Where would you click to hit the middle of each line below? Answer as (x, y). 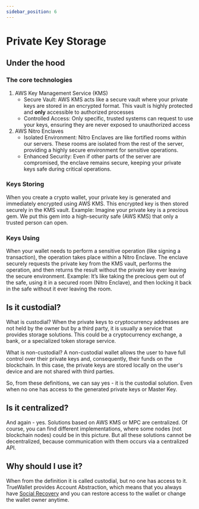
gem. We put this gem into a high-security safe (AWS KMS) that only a (92, 216)
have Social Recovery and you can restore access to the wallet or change (96, 493)
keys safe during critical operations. (67, 169)
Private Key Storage (56, 41)
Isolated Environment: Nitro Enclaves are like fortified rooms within (105, 137)
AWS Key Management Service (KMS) (61, 93)
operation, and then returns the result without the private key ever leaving (96, 270)
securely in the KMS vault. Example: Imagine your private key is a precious (97, 210)
